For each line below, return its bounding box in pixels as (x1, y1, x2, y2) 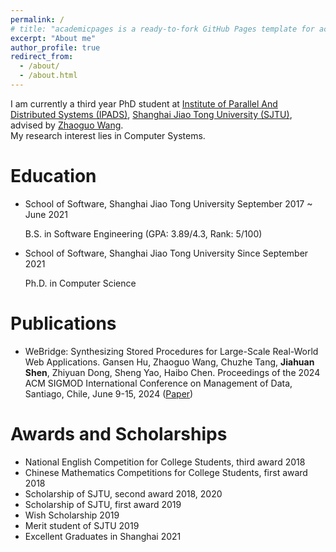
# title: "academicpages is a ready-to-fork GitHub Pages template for (10, 24, 315, 34)
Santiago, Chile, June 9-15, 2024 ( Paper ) (24, 387, 194, 400)
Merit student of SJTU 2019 (24, 519, 140, 531)
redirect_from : (10, 52, 74, 62)
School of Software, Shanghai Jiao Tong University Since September (24, 247, 309, 259)
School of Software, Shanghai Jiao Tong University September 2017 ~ (24, 197, 313, 210)
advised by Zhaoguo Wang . (10, 119, 124, 131)
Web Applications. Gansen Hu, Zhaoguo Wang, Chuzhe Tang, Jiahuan (24, 356, 315, 368)
